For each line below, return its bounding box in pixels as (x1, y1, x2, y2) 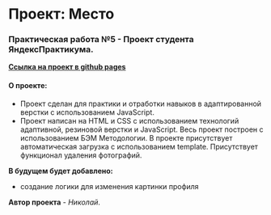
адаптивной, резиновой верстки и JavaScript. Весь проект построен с (19, 124, 264, 134)
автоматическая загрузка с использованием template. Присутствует (19, 141, 259, 151)
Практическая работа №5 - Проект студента (8, 34, 194, 45)
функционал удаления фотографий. (19, 150, 142, 160)
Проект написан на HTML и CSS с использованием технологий (19, 116, 239, 125)
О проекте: (8, 81, 48, 91)
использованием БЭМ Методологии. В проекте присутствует (19, 133, 233, 142)
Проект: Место (8, 5, 115, 23)
